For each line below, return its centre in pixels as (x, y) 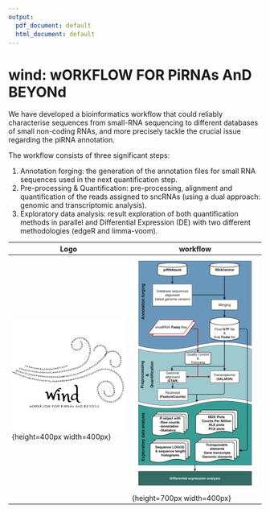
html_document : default (55, 34)
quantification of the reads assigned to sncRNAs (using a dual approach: (140, 197)
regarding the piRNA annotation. (61, 140)
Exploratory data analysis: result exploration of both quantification (129, 214)
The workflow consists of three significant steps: (89, 155)
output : (21, 17)
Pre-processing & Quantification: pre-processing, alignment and (126, 188)
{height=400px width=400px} (61, 436)
